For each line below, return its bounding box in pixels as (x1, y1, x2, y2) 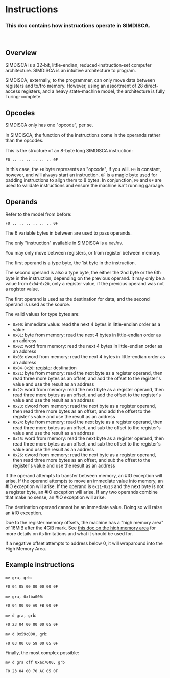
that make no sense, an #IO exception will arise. (5, 494, 106, 500)
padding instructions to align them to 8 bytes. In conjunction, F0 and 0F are (5, 177, 162, 183)
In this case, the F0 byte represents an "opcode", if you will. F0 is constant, (5, 166, 162, 173)
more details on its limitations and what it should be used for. (5, 530, 133, 536)
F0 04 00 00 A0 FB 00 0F (5, 603, 58, 608)
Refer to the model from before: (5, 211, 72, 217)
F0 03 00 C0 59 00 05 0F (5, 641, 58, 646)
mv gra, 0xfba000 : (5, 593, 43, 599)
